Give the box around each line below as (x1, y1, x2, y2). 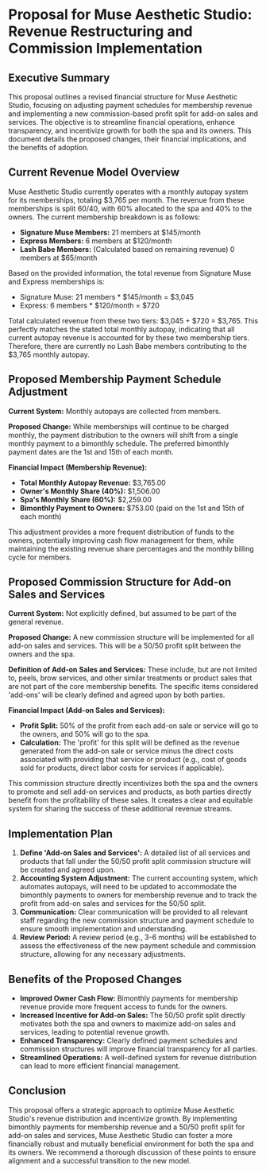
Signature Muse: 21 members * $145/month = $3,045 (19, 292, 195, 301)
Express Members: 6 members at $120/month (19, 236, 172, 246)
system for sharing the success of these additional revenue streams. (8, 804, 233, 814)
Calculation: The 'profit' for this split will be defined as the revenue (19, 737, 240, 748)
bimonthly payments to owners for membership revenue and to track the (19, 890, 257, 900)
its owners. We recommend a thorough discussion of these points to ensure (8, 1147, 256, 1157)
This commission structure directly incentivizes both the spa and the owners (8, 779, 258, 788)
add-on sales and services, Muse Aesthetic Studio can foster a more (8, 1130, 233, 1140)
